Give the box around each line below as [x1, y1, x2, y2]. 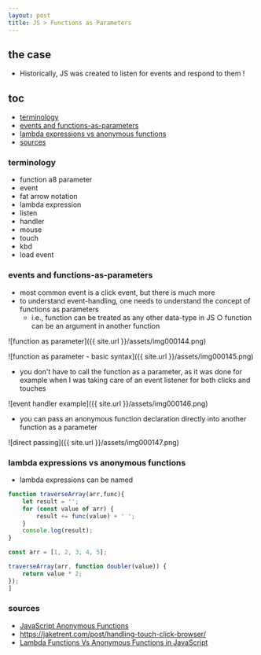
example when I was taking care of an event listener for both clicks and [19, 375, 251, 385]
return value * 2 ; [22, 569, 83, 578]
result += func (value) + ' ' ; [36, 512, 135, 520]
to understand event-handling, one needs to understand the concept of [19, 296, 251, 305]
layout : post [8, 11, 51, 20]
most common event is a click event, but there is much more [19, 288, 215, 297]
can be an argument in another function [31, 321, 160, 330]
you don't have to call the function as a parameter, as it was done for [19, 366, 242, 376]
